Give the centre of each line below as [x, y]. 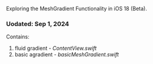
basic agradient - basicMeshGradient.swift [67, 55]
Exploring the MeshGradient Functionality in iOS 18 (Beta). [77, 9]
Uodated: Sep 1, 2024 [38, 24]
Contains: [18, 37]
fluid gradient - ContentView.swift [56, 48]
